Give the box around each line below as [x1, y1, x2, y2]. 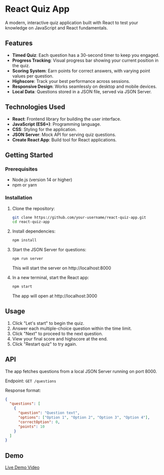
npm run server [12, 256, 44, 261]
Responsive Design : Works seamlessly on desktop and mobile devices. [12, 83, 157, 89]
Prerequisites [5, 165, 38, 172]
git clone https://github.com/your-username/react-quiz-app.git [12, 215, 146, 220]
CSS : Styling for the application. [12, 126, 77, 132]
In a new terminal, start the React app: [12, 275, 89, 281]
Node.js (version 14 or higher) [12, 177, 72, 183]
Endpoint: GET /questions [5, 378, 56, 384]
